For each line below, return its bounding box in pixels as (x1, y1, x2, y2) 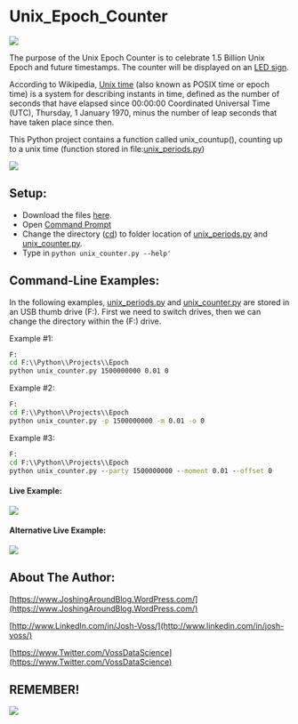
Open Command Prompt (21, 219, 112, 229)
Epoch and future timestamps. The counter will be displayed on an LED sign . (9, 61, 289, 72)
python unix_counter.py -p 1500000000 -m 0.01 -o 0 (9, 416, 205, 425)
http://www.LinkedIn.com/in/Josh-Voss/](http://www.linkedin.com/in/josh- (12, 620, 285, 631)
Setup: (9, 186, 47, 201)
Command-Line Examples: (9, 273, 160, 288)
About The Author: (9, 570, 116, 585)
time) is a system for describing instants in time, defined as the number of (9, 88, 280, 99)
